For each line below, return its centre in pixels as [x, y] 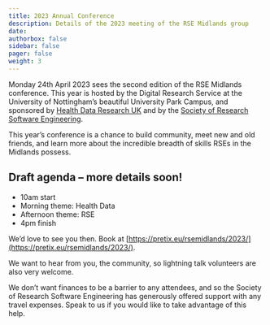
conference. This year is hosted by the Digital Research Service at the [125, 93]
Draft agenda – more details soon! [96, 178]
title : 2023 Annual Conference [61, 16]
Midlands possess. [40, 152]
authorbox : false [38, 39]
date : [17, 31]
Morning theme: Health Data [67, 206]
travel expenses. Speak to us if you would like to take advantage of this [127, 305]
